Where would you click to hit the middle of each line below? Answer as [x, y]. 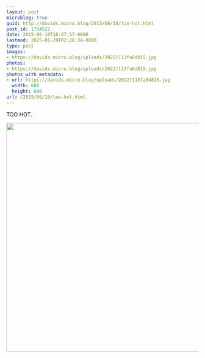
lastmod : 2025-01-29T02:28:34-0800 [52, 40]
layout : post [23, 12]
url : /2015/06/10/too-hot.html [46, 97]
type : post [20, 46]
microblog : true [27, 18]
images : [16, 52]
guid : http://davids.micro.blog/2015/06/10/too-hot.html [80, 23]
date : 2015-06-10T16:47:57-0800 [47, 35]
